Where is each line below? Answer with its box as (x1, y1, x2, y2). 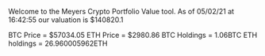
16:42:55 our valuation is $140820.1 (8, 15, 124, 24)
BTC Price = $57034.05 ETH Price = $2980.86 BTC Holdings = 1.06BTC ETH (8, 31, 258, 39)
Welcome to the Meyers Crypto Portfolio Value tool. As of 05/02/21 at (8, 7, 235, 16)
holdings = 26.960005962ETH (8, 39, 109, 48)
